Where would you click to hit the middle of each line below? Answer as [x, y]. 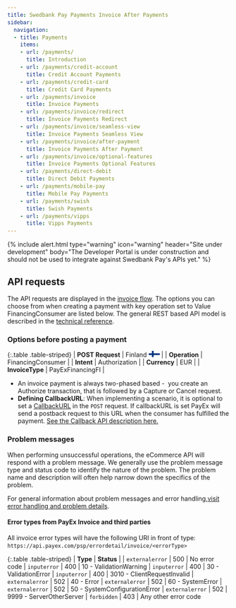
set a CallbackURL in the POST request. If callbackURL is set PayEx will [119, 406]
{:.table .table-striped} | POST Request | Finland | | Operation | [105, 355]
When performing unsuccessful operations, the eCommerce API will [106, 455]
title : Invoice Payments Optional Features [91, 164]
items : [30, 45]
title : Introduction [56, 60]
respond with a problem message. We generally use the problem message [115, 462]
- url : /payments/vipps [55, 216]
